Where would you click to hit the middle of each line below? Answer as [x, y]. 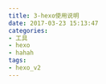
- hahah [21, 53]
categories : [28, 30]
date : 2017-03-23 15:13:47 [53, 23]
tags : [17, 61]
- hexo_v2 [25, 68]
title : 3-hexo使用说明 [44, 16]
